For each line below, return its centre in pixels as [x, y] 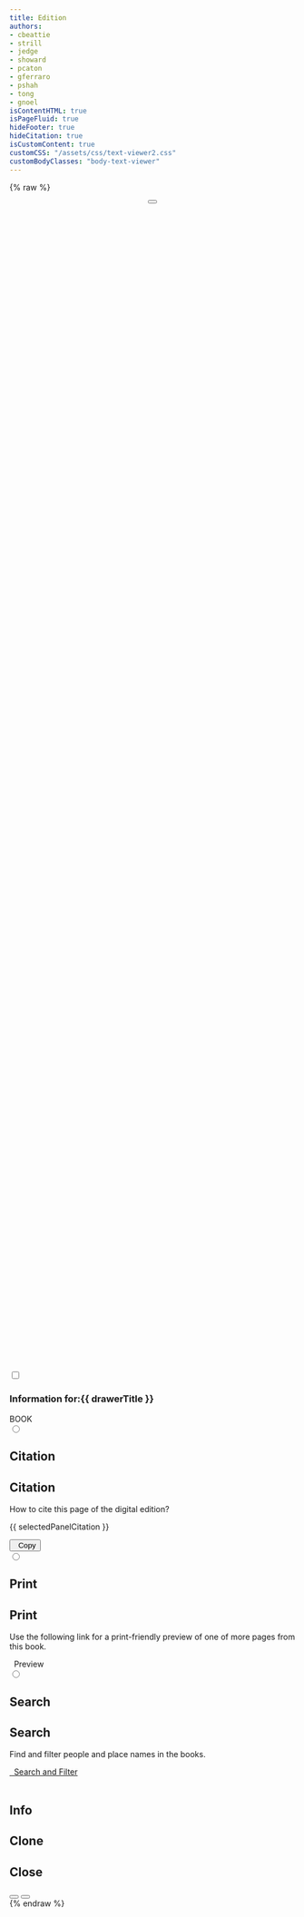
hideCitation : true [46, 136]
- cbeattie [30, 34]
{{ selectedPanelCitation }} [59, 1527]
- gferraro [30, 77]
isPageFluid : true [44, 119]
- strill [26, 43]
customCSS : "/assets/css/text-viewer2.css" [93, 152]
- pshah [24, 85]
